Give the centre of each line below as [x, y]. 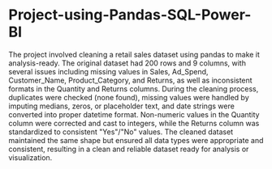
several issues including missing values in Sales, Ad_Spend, [108, 71]
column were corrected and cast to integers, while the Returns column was [134, 123]
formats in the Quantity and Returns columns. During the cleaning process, [134, 89]
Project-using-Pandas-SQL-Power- [130, 15]
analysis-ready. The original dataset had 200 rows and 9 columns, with [127, 63]
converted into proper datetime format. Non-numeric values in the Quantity [134, 114]
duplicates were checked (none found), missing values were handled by [129, 97]
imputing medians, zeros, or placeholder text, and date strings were [122, 106]
